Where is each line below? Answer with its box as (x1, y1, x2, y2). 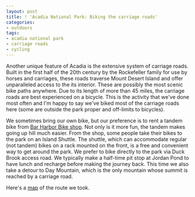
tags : (6, 30, 19, 36)
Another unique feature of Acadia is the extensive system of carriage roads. (6, 62, 189, 69)
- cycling (6, 47, 30, 52)
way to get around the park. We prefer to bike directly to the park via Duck (6, 148, 185, 155)
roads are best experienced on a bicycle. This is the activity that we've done (6, 93, 190, 100)
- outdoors (6, 24, 33, 31)
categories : (6, 19, 35, 25)
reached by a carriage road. (6, 173, 73, 180)
